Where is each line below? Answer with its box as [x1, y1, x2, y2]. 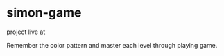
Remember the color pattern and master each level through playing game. [6, 41, 218, 49]
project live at [6, 28, 46, 36]
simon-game [6, 5, 82, 21]
